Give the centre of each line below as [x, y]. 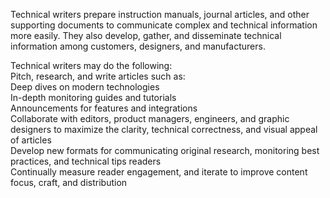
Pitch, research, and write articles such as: [98, 76]
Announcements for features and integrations [104, 108]
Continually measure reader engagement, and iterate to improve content [159, 172]
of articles [31, 140]
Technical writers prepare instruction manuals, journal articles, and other [160, 14]
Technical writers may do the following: [91, 65]
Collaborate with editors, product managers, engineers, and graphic [150, 118]
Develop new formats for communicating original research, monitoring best [165, 150]
